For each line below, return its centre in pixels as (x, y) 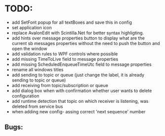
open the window (29, 48)
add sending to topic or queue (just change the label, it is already (78, 75)
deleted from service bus (37, 106)
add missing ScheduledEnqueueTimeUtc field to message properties (82, 64)
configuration (25, 96)
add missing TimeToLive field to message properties (65, 59)
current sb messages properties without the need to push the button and (86, 43)
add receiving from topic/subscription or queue (60, 85)
